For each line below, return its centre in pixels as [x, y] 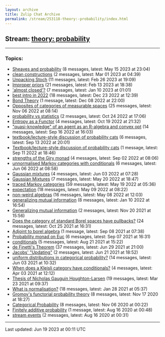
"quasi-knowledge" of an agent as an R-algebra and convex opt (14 [80, 127]
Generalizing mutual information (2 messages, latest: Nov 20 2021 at [82, 210]
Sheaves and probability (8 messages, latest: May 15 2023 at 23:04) [81, 69]
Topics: [14, 59]
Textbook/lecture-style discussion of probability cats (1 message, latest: [85, 148]
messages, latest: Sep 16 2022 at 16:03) [53, 132]
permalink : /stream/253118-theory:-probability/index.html [67, 19]
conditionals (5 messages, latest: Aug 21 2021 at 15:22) [68, 242]
